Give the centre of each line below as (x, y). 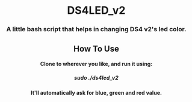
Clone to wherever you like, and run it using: (96, 64)
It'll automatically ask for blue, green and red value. (96, 93)
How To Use (96, 49)
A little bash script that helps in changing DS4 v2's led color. (96, 29)
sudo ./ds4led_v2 (96, 77)
